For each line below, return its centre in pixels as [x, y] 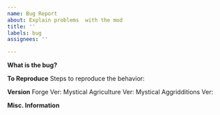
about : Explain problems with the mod [65, 20]
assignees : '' [28, 39]
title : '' [22, 26]
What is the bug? [32, 65]
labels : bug [24, 33]
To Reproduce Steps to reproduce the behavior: [76, 79]
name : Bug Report [32, 14]
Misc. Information [33, 105]
